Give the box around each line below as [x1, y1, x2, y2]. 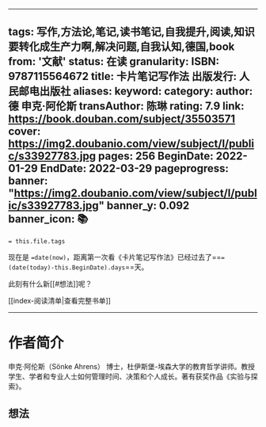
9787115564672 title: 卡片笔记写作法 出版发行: [8, 70, 237, 83]
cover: [8, 124, 41, 139]
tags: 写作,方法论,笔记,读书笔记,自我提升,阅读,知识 [8, 25, 256, 39]
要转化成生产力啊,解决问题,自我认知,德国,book [8, 40, 235, 54]
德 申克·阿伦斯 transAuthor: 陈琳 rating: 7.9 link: [8, 100, 245, 113]
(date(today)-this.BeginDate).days [8, 263, 126, 272]
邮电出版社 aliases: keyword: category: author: [18, 85, 253, 98]
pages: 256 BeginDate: [97, 150, 214, 163]
